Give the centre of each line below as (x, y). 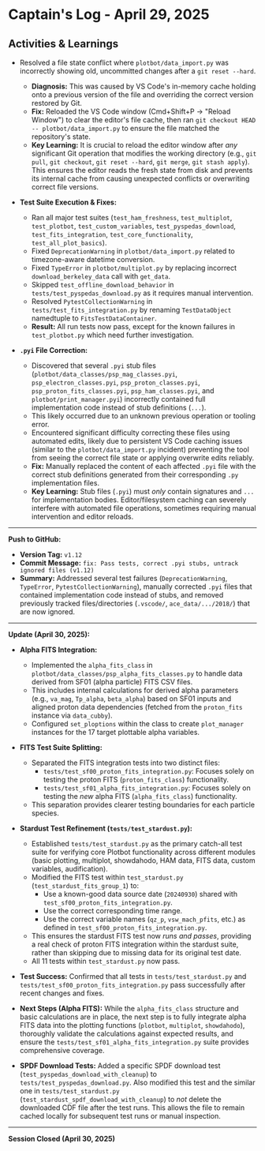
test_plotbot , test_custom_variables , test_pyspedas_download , (134, 226)
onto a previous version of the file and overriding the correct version (142, 95)
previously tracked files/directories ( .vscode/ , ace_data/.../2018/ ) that (135, 603)
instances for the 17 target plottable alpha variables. (115, 732)
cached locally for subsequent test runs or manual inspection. (120, 1116)
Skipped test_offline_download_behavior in (103, 285)
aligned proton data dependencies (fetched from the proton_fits (137, 707)
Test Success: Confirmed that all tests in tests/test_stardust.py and (133, 976)
